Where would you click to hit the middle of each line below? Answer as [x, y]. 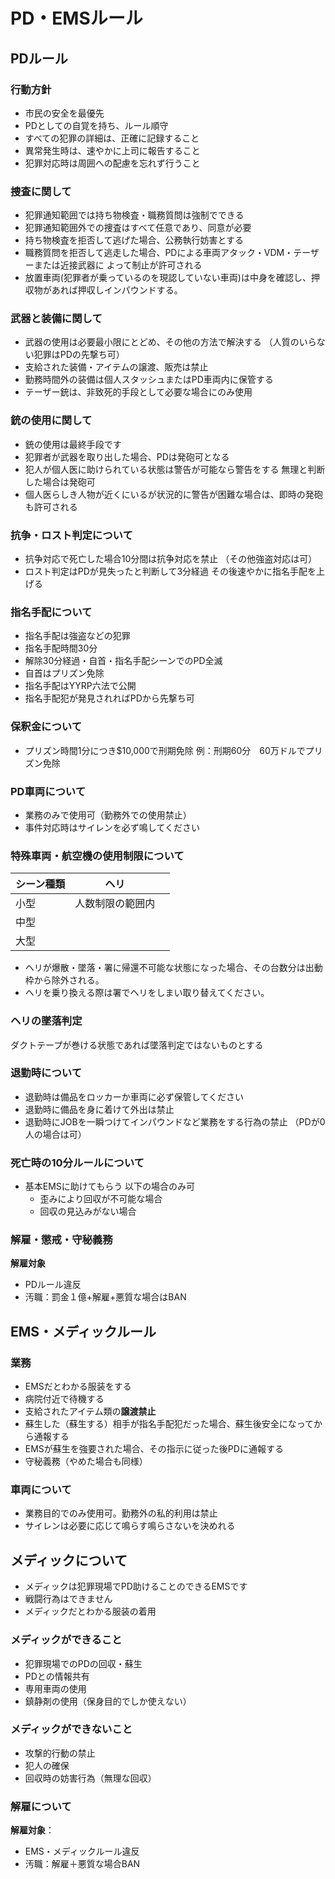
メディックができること [66, 1640]
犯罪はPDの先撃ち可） [79, 355]
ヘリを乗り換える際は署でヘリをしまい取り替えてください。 [147, 993]
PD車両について [48, 791]
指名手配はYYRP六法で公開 [80, 686]
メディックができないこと [71, 1729]
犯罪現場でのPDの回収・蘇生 [83, 1663]
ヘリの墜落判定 [46, 1021]
